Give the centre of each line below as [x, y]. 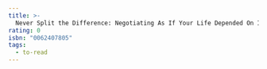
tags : [17, 45]
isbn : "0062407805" [41, 38]
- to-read [31, 52]
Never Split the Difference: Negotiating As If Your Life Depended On [135, 23]
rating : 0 [25, 30]
